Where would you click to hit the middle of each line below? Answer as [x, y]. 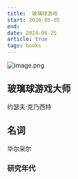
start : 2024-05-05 [33, 20]
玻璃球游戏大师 [39, 89]
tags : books [24, 46]
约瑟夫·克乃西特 [29, 106]
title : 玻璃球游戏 [32, 13]
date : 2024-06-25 [32, 33]
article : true [28, 39]
